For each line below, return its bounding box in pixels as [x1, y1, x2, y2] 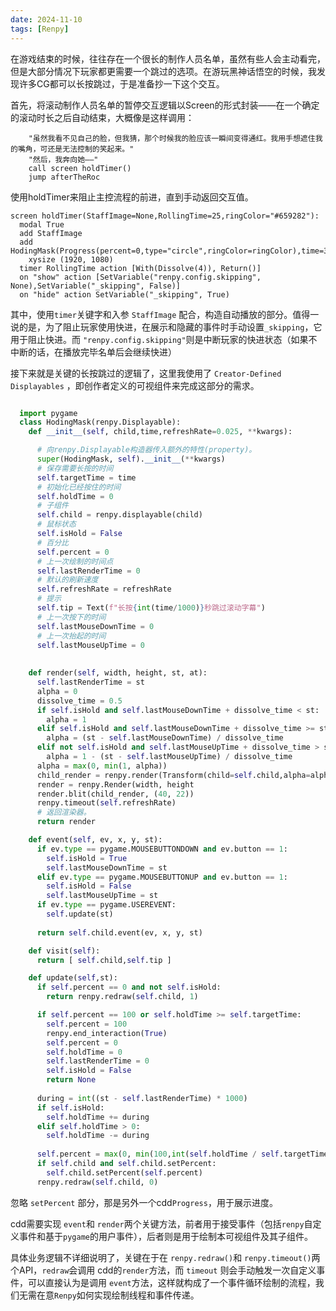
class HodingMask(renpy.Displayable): [19, 417, 182, 428]
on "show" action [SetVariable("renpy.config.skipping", [19, 272, 262, 282]
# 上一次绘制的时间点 [36, 556, 114, 566]
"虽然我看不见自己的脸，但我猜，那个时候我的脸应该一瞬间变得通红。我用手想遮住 [28, 133, 316, 143]
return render [36, 817, 97, 827]
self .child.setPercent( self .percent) [46, 1167, 203, 1178]
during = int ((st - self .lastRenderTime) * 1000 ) [36, 1093, 248, 1103]
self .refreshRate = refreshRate [36, 584, 172, 595]
